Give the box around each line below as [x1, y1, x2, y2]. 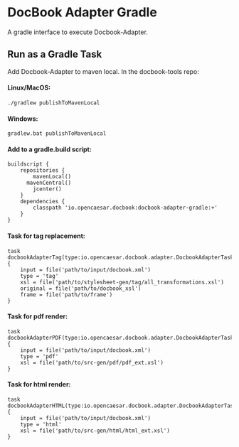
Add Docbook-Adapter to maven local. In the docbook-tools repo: [7, 67, 199, 75]
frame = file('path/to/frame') [20, 291, 113, 298]
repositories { [20, 167, 65, 174]
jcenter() [33, 185, 62, 193]
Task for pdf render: [7, 312, 68, 321]
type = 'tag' [20, 272, 59, 279]
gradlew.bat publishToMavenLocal [7, 130, 107, 137]
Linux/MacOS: [7, 83, 51, 92]
